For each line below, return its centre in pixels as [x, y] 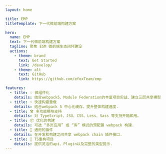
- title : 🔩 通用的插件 [31, 130]
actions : [19, 51]
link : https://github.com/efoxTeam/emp [60, 79]
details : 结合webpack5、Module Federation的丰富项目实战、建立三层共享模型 [87, 97]
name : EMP [20, 37]
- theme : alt [28, 70]
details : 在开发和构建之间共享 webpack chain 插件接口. [68, 134]
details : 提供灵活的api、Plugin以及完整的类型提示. [63, 144]
